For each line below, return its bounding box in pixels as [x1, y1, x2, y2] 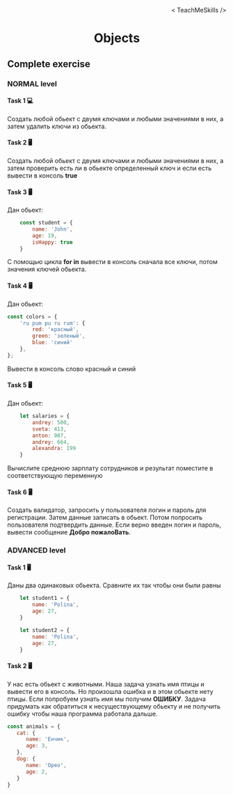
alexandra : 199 [32, 445, 77, 452]
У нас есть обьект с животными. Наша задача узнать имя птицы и [7, 679, 205, 688]
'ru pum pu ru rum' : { [19, 320, 86, 327]
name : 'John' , [32, 226, 73, 233]
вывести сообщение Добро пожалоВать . [7, 528, 131, 537]
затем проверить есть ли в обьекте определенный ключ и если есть [7, 164, 212, 172]
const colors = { [7, 313, 58, 320]
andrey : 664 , [32, 438, 70, 445]
